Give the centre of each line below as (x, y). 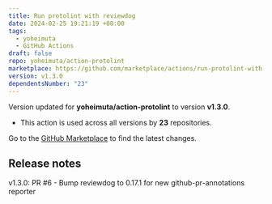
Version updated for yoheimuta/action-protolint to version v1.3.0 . (119, 107)
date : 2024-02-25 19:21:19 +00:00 (67, 23)
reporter (22, 192)
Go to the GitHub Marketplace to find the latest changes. (102, 138)
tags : (17, 31)
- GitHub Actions (45, 46)
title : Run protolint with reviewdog (72, 16)
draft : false (30, 53)
